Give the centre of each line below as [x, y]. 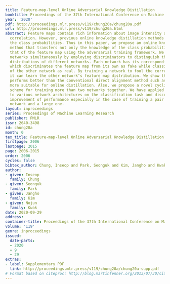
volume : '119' [20, 227]
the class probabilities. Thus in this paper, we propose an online [83, 43]
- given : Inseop [22, 175]
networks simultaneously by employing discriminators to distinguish [84, 57]
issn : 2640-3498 [22, 123]
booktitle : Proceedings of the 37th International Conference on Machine [85, 15]
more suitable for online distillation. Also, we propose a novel [81, 85]
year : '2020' [19, 19]
